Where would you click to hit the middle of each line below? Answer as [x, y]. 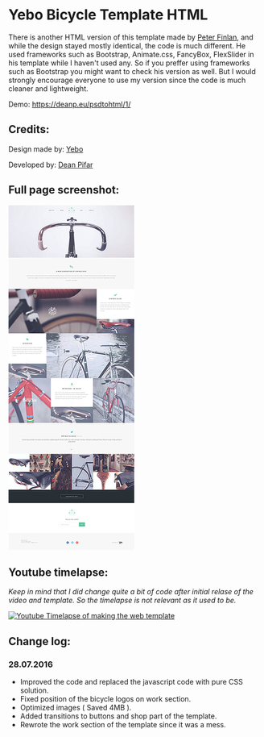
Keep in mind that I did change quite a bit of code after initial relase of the [131, 592]
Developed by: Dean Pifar [51, 164]
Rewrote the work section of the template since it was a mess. [123, 725]
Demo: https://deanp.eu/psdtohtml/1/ [70, 104]
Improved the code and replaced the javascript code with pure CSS [132, 682]
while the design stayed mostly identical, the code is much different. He [127, 45]
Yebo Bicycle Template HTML [108, 15]
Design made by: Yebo [46, 149]
